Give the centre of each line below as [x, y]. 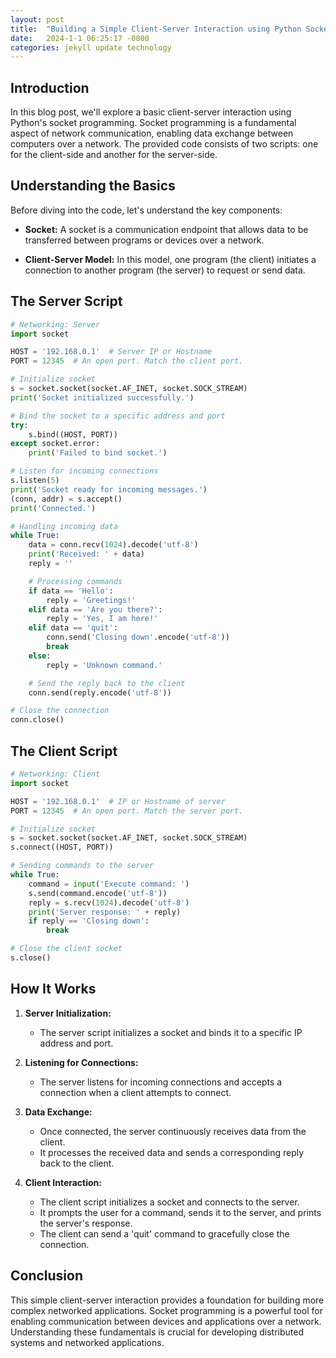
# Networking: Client [55, 774]
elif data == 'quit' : [73, 628]
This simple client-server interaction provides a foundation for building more [167, 1300]
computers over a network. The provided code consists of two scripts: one [164, 144]
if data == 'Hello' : [71, 591]
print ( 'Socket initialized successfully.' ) [102, 397]
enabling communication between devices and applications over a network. [166, 1321]
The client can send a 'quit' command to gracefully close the [164, 1233]
